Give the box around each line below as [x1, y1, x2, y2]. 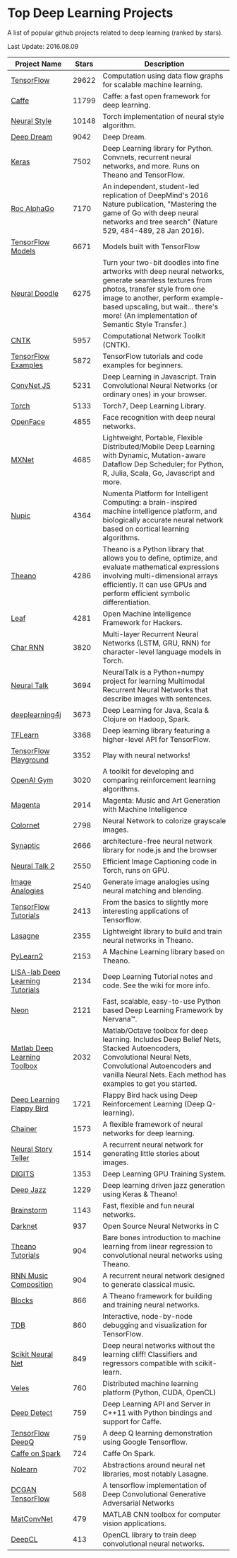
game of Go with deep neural [102, 207, 199, 217]
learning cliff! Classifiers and [102, 1349, 197, 1359]
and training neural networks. [102, 1300, 200, 1310]
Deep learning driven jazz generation [102, 1180, 226, 1190]
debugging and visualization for [102, 1320, 207, 1330]
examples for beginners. [102, 360, 183, 370]
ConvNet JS [11, 380, 51, 390]
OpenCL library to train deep [102, 1530, 197, 1540]
